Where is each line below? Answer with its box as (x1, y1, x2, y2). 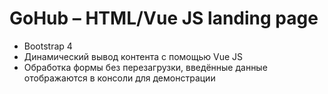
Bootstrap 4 (23, 40, 73, 52)
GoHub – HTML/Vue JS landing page (9, 7, 319, 30)
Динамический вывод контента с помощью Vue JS (23, 50, 244, 62)
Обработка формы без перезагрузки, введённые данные (23, 61, 268, 73)
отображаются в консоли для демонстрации (23, 72, 216, 84)
